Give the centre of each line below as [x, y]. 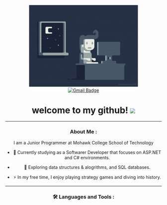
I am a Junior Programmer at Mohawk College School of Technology [83, 142]
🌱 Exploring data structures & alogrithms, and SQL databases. [87, 167]
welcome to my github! [80, 110]
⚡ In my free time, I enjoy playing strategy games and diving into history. [87, 177]
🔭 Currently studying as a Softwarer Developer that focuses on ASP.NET [87, 152]
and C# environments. [87, 157]
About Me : [83, 132]
